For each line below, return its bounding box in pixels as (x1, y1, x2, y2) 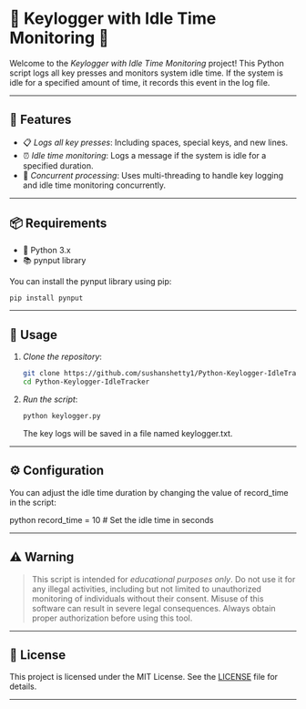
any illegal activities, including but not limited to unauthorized (31, 583, 262, 594)
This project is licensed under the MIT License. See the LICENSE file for (9, 672, 279, 683)
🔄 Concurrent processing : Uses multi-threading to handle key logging (22, 170, 284, 180)
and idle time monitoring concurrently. (22, 180, 167, 190)
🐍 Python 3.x (22, 244, 71, 255)
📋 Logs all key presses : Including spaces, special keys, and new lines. (22, 137, 289, 148)
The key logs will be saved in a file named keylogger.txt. (22, 427, 233, 438)
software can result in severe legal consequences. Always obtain (31, 602, 276, 613)
